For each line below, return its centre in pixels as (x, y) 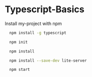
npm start (20, 70)
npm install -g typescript (38, 33)
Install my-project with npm (33, 23)
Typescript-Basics (45, 9)
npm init (19, 42)
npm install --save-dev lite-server (48, 60)
